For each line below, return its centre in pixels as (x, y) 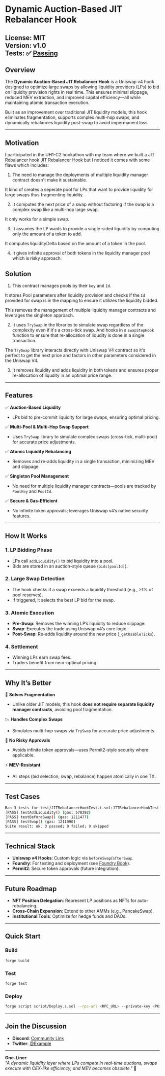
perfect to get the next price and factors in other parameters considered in (81, 356)
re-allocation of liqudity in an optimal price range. (62, 375)
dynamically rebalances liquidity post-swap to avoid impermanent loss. (77, 123)
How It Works (26, 536)
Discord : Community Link (38, 1038)
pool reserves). (27, 595)
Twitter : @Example (32, 1043)
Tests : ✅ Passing (31, 53)
